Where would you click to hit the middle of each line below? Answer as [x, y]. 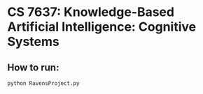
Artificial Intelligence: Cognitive [102, 27]
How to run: [33, 67]
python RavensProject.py [43, 84]
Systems [33, 42]
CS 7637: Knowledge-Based [91, 12]
